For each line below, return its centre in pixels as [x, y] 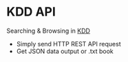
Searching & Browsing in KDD [49, 31]
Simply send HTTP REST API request [68, 44]
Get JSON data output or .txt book [65, 51]
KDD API [31, 12]
